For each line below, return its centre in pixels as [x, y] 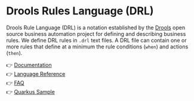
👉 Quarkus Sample [30, 91]
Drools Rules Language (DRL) [80, 11]
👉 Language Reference [36, 74]
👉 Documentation [29, 65]
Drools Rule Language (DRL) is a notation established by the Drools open [96, 27]
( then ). [14, 53]
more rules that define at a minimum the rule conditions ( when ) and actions [97, 47]
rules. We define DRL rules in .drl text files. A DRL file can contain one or [96, 40]
